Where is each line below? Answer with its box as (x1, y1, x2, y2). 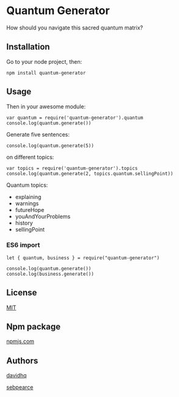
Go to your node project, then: (6, 58, 82, 65)
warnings (15, 200, 39, 207)
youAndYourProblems (15, 213, 71, 220)
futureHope (15, 206, 45, 213)
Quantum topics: (6, 181, 48, 189)
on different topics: (6, 153, 54, 161)
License (6, 287, 37, 298)
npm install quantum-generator (6, 70, 86, 76)
